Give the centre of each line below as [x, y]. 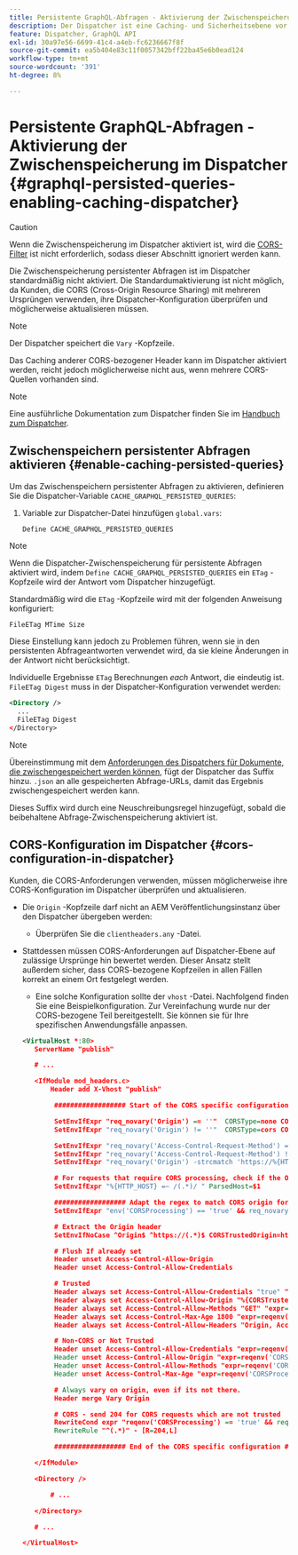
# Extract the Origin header [108, 1226]
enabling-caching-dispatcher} [124, 202]
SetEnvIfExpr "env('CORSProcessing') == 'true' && [150, 1210]
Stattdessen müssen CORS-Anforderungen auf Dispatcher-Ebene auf [149, 950]
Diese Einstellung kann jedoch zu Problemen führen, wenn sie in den [134, 641]
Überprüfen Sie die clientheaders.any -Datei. [118, 933]
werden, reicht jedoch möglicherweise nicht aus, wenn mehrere [125, 369]
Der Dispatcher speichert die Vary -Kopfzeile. [92, 343]
